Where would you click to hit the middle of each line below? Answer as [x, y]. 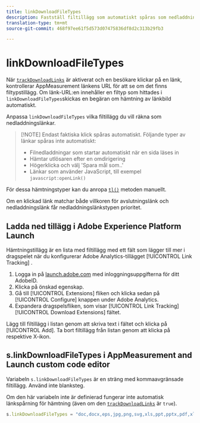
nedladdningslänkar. [31, 123]
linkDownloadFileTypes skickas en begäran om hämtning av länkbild [89, 99]
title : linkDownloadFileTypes [44, 12]
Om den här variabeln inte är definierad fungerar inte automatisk [85, 397]
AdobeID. [26, 281]
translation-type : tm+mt [37, 23]
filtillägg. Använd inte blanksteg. [46, 385]
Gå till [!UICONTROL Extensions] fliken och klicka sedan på [87, 293]
